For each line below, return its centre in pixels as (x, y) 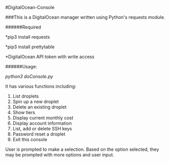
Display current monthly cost (43, 118)
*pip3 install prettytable (30, 47)
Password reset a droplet (39, 134)
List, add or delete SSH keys (42, 129)
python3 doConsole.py (29, 76)
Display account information (42, 123)
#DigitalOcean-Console (30, 7)
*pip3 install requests (27, 37)
